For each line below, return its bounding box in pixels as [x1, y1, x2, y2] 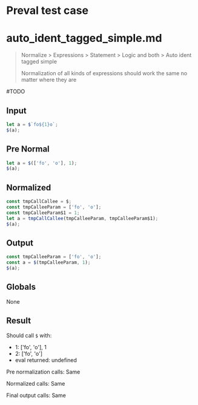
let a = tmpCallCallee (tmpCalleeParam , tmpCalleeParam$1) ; [6, 215, 159, 221]
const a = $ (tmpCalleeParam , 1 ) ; [6, 259, 91, 266]
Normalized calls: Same [6, 380, 65, 387]
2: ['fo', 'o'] [15, 350, 43, 357]
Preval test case [6, 4, 89, 18]
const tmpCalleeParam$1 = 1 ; [6, 210, 80, 216]
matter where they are [21, 76, 77, 84]
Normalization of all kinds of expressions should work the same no [21, 70, 188, 77]
